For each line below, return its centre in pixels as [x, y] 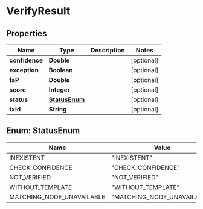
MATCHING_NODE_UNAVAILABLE [57, 197]
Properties [27, 33]
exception [24, 70]
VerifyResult [38, 11]
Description [108, 50]
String [58, 109]
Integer [60, 90]
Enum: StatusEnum [43, 131]
